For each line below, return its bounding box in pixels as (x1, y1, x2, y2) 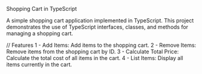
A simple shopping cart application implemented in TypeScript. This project (6, 17, 194, 24)
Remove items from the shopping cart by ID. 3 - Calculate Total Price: (6, 48, 179, 55)
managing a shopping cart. (6, 30, 74, 37)
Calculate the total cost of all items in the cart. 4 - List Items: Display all (6, 55, 183, 61)
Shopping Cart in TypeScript (6, 5, 77, 12)
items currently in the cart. (6, 61, 73, 68)
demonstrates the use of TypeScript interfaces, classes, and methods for (6, 24, 189, 30)
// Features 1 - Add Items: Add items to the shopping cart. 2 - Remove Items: (6, 42, 197, 49)
